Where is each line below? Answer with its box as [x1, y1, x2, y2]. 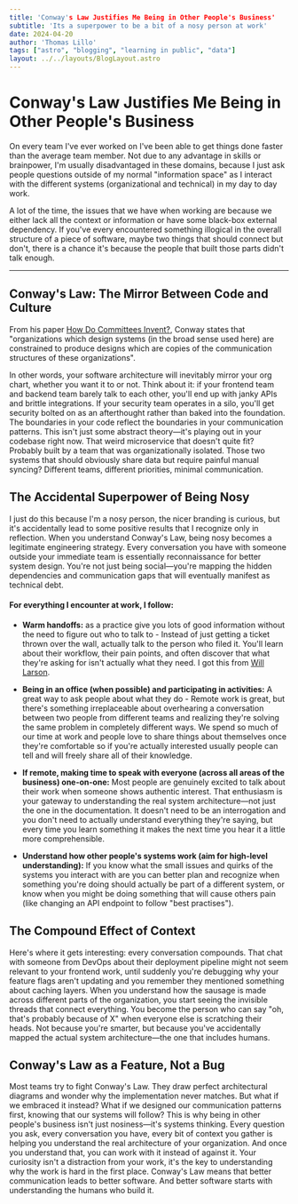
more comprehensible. [21, 833, 105, 844]
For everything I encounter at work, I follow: [9, 600, 175, 610]
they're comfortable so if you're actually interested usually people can [21, 740, 278, 751]
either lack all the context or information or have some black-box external [9, 214, 278, 225]
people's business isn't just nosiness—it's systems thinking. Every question [9, 1119, 286, 1129]
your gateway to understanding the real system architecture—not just [21, 795, 277, 806]
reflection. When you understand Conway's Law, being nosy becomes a [9, 532, 272, 543]
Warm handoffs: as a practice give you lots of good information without [21, 619, 286, 630]
